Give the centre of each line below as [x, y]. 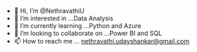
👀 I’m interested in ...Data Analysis [64, 18]
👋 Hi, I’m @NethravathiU [49, 11]
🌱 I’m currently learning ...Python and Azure [77, 26]
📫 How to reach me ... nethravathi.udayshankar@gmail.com [102, 41]
